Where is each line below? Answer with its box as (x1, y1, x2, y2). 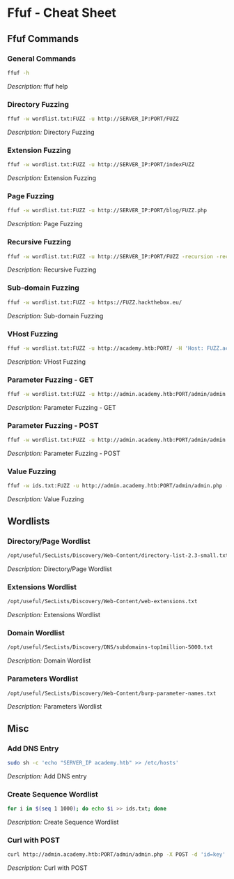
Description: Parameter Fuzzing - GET (7, 403, 116, 411)
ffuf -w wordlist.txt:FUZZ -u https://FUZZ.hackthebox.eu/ (7, 299, 182, 306)
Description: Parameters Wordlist (7, 702, 102, 711)
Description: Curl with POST (7, 864, 88, 872)
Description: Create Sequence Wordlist (7, 818, 119, 827)
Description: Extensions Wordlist (7, 611, 101, 619)
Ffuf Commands (7, 33, 79, 45)
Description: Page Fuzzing (7, 220, 83, 228)
